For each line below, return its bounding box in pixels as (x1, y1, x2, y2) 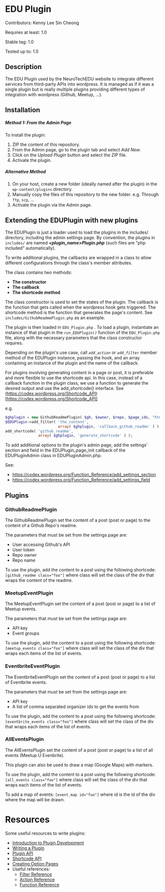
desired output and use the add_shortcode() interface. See (5, 385, 124, 391)
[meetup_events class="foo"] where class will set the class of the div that (5, 645, 154, 651)
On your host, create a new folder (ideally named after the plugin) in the (12, 181, 157, 187)
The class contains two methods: (5, 269, 72, 275)
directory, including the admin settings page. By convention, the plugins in (5, 234, 156, 240)
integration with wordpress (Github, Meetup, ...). (5, 91, 103, 97)
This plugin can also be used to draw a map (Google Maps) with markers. (5, 762, 154, 768)
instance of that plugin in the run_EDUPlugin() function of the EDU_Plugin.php (5, 329, 161, 335)
